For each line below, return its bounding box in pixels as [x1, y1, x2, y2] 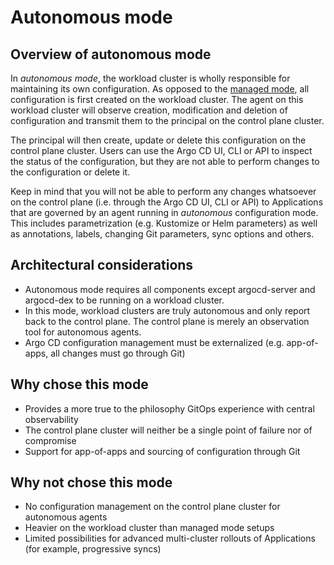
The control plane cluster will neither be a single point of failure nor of [24, 424, 313, 436]
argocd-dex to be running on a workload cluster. [24, 294, 225, 306]
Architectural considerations [10, 257, 194, 274]
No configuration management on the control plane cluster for [24, 501, 281, 513]
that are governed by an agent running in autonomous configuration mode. [10, 207, 319, 218]
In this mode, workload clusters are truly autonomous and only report [24, 304, 311, 316]
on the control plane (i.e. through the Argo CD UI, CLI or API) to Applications [10, 196, 324, 208]
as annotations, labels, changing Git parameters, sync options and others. [10, 228, 315, 240]
